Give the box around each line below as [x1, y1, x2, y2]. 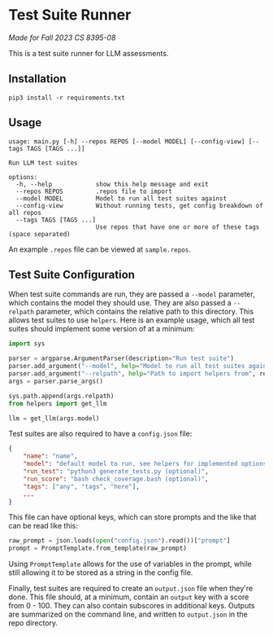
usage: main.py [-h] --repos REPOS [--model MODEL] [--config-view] [8, 137, 245, 146]
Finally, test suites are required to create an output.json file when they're [8, 584, 253, 594]
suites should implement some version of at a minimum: [8, 324, 195, 334]
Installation [8, 72, 67, 86]
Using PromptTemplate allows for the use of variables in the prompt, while [8, 559, 252, 569]
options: [8, 173, 38, 181]
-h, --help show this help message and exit [15, 180, 209, 188]
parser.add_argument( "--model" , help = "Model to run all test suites [8, 362, 245, 371]
